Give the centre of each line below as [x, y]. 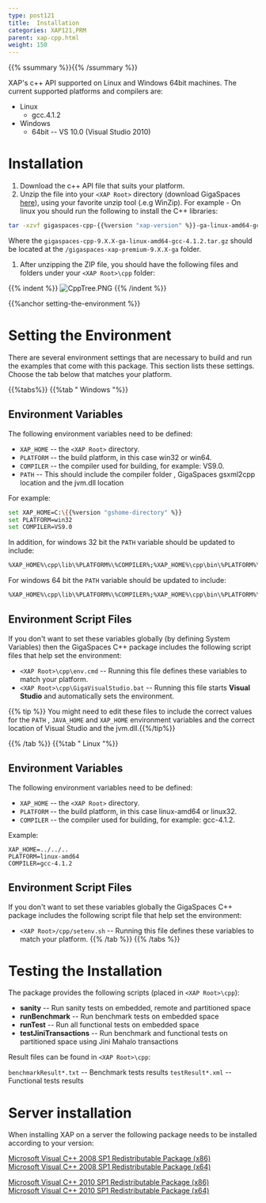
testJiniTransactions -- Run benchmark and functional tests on [123, 1034]
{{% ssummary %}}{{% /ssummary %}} [73, 67]
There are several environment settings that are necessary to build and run [130, 357]
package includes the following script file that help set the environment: [125, 915]
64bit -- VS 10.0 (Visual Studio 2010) [91, 132]
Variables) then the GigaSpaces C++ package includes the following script [130, 647]
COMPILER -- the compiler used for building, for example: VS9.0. [122, 466]
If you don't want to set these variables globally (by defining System [119, 638]
